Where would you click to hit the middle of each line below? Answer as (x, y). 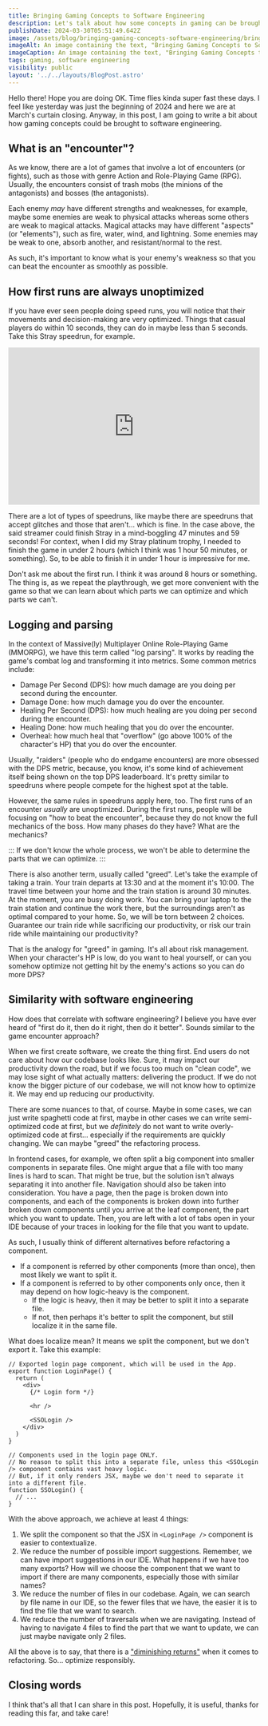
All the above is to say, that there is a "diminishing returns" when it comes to (134, 1652)
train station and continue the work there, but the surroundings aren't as (127, 909)
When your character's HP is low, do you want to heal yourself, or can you (130, 958)
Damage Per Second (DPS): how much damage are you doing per (128, 685)
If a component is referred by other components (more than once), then (138, 1266)
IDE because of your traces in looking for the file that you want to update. (129, 1227)
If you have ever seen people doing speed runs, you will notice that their (127, 311)
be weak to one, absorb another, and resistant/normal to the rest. (115, 243)
